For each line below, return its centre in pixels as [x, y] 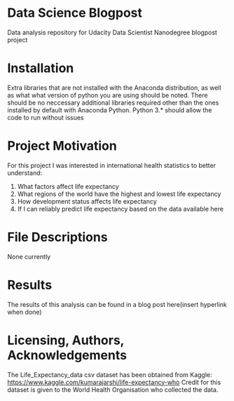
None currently [29, 256]
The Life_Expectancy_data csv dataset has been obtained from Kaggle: [110, 374]
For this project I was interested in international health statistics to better [111, 165]
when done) [25, 312]
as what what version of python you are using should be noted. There [108, 95]
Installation [41, 68]
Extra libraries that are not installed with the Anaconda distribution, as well [115, 87]
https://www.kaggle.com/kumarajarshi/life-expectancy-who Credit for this [114, 382]
